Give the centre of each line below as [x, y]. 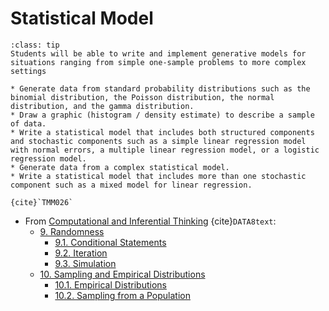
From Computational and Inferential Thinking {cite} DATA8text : [150, 221]
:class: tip [35, 45]
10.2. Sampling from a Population [122, 295]
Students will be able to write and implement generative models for [158, 53]
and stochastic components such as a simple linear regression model [158, 141]
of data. [28, 123]
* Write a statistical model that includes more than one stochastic [158, 176]
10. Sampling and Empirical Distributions [122, 274]
